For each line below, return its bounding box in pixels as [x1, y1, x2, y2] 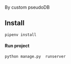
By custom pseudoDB [5, 5, 50, 10]
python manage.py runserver [5, 54, 66, 59]
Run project [5, 43, 30, 49]
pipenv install [5, 32, 37, 37]
